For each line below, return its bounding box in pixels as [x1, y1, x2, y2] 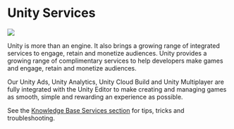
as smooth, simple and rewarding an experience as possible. [7, 92, 183, 101]
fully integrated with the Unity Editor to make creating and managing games [7, 85, 227, 93]
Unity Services [7, 5, 96, 21]
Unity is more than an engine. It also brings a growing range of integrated [7, 41, 221, 50]
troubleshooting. [7, 113, 55, 122]
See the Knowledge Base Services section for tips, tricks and [7, 106, 185, 114]
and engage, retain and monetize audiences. [7, 63, 137, 72]
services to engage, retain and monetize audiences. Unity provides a [7, 49, 207, 57]
